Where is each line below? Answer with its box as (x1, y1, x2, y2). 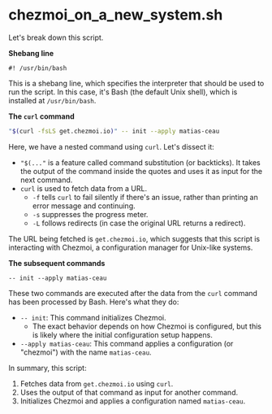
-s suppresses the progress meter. (32, 209, 149, 219)
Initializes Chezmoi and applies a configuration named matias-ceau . (19, 396, 246, 406)
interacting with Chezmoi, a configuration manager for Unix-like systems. (8, 242, 253, 252)
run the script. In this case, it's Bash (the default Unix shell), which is (8, 87, 238, 97)
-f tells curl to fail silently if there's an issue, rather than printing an (32, 192, 258, 202)
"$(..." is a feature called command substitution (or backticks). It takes (19, 157, 261, 168)
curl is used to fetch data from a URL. (19, 183, 148, 193)
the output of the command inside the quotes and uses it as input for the (19, 166, 262, 176)
